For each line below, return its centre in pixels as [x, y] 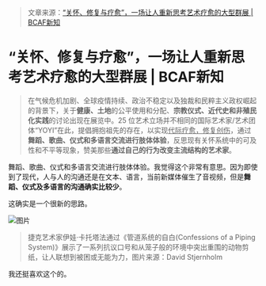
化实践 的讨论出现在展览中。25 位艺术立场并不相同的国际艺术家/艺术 [138, 120]
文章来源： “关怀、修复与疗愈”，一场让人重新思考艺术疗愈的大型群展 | [140, 12]
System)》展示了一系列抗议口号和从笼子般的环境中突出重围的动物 [135, 247]
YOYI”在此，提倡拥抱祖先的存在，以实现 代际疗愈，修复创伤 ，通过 [144, 130]
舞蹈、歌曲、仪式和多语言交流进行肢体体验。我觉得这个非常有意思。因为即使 [133, 166]
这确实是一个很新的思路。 [50, 203]
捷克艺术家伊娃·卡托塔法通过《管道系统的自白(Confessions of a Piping [141, 237]
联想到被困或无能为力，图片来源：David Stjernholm [139, 257]
